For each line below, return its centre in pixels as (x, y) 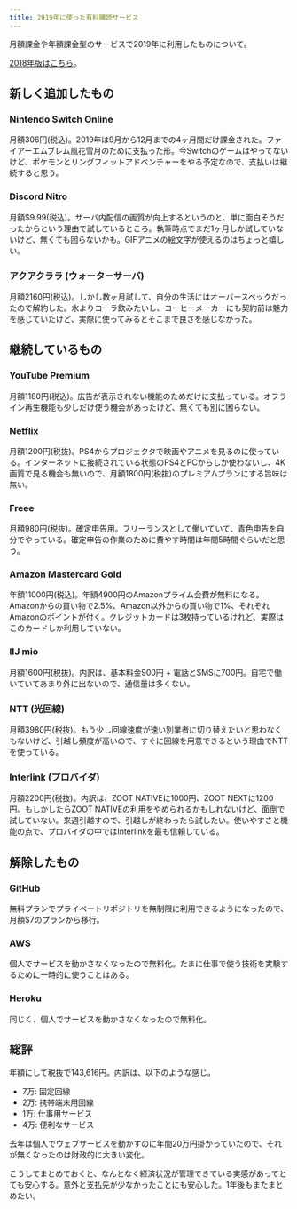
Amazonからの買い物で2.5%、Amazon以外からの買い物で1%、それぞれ (140, 606)
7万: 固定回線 (46, 1092)
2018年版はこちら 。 (45, 62)
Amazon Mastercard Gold (66, 574)
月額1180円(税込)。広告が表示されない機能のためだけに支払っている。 (137, 396)
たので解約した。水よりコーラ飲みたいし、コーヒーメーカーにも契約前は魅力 (149, 308)
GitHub (25, 888)
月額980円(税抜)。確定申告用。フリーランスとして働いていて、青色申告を (143, 529)
